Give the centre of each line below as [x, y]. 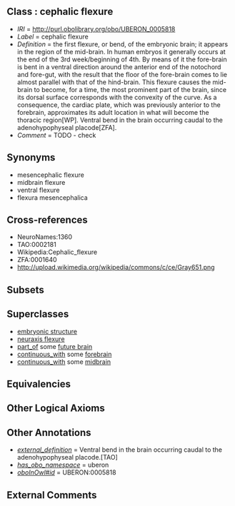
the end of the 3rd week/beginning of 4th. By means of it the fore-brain [122, 59]
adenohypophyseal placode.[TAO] [67, 457]
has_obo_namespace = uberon [63, 465]
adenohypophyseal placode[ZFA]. [67, 127]
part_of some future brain [55, 346]
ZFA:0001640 [37, 260]
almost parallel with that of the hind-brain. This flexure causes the [114, 82]
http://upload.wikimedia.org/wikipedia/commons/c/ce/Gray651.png [116, 268]
